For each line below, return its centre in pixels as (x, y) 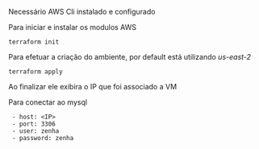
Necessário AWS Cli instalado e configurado (82, 12)
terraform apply (36, 72)
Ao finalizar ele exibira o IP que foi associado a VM (93, 87)
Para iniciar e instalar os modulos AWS (73, 27)
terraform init (34, 42)
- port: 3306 (34, 124)
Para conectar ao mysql (48, 102)
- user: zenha (36, 131)
